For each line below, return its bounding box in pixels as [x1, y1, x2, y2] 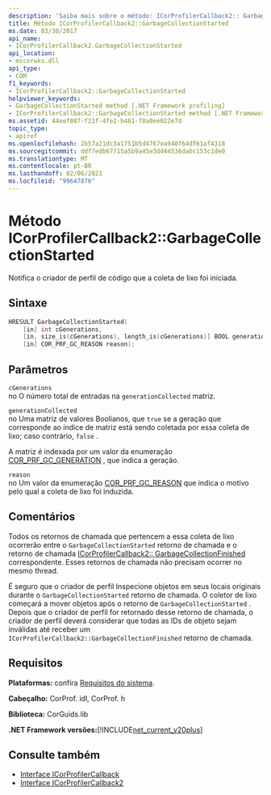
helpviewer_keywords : [8, 95, 81, 103]
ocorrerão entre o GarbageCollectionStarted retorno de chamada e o [8, 540, 238, 549]
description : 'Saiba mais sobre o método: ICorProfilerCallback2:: [8, 11, 240, 20]
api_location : [8, 49, 56, 57]
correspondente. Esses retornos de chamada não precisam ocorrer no [8, 557, 243, 566]
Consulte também [8, 748, 101, 762]
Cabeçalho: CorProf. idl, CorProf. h [8, 693, 126, 703]
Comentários [8, 510, 76, 524]
